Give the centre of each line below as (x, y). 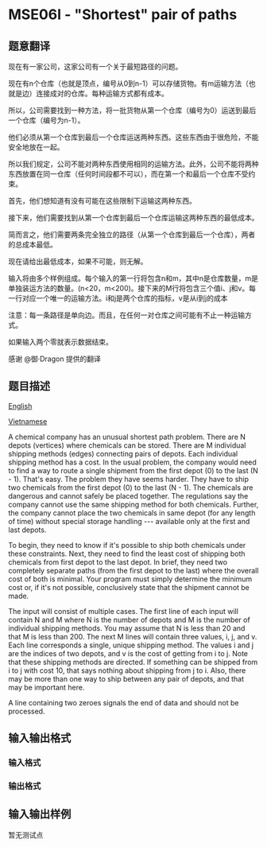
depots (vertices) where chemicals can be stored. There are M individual (127, 445)
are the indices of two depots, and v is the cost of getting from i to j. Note (128, 653)
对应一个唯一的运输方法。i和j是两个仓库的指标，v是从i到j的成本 (125, 298)
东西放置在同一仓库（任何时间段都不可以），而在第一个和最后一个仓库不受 (128, 174)
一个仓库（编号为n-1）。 (46, 120)
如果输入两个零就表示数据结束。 (60, 342)
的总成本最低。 (33, 245)
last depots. (27, 530)
